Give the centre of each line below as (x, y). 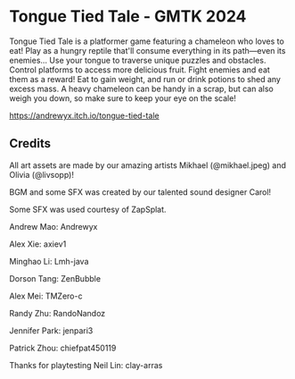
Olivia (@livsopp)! (41, 174)
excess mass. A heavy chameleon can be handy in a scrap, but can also (141, 88)
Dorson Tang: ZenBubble (55, 278)
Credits (30, 143)
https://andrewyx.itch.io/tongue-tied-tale (84, 115)
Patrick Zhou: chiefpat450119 (63, 348)
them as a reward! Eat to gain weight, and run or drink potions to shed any (145, 79)
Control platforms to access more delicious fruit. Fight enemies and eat (139, 70)
